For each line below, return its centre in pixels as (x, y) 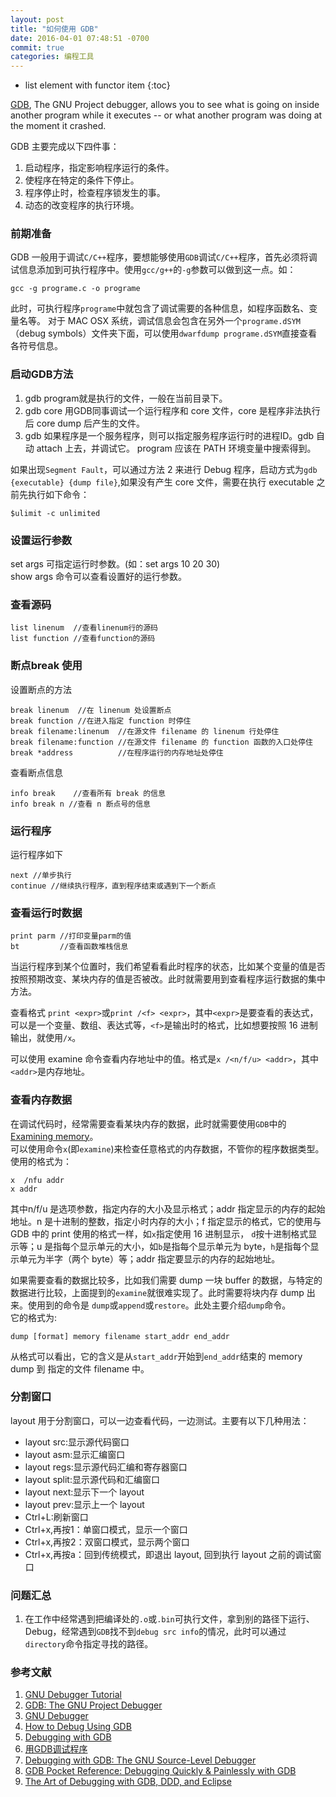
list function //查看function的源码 (83, 639)
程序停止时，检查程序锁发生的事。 (95, 193)
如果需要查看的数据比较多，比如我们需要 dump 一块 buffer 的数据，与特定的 (166, 1280)
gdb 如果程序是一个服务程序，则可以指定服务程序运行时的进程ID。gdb (169, 435)
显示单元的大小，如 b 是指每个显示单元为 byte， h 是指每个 (195, 1246)
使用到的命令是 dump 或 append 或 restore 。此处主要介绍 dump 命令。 (159, 1305)
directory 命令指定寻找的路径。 (89, 1644)
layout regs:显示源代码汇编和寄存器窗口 (106, 1467)
